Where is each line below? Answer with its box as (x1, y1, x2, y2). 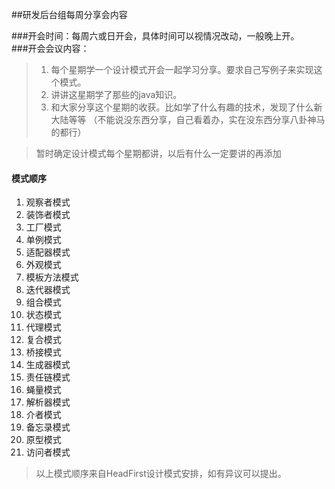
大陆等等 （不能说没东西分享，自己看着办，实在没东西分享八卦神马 (50, 114, 326, 125)
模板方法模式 (25, 271, 79, 283)
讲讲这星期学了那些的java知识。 (50, 89, 183, 100)
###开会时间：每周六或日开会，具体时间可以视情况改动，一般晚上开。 (11, 30, 300, 42)
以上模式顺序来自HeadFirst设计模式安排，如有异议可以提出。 (35, 468, 287, 480)
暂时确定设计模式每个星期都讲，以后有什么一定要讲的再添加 (35, 148, 282, 159)
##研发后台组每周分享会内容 (11, 9, 128, 20)
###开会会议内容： (11, 43, 90, 54)
